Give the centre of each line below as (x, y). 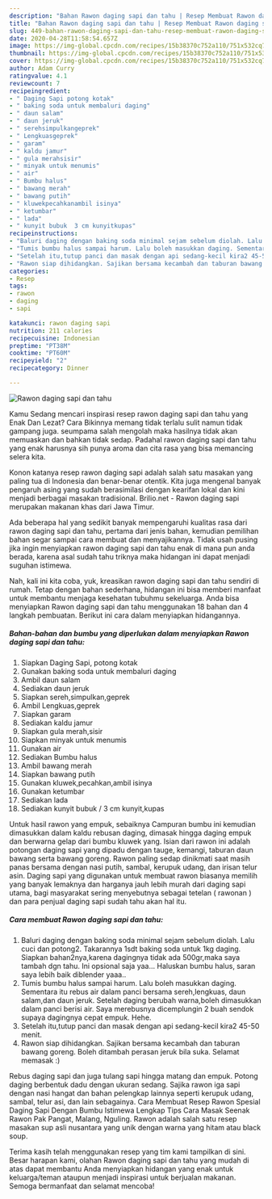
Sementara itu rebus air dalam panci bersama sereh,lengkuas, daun (133, 991)
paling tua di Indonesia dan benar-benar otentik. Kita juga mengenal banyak (135, 480)
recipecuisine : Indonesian (54, 338)
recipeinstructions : (44, 234)
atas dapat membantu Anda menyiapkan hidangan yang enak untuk (121, 1168)
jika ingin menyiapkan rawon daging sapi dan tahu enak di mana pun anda (132, 548)
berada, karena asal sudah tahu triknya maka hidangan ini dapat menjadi (130, 556)
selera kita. (27, 456)
